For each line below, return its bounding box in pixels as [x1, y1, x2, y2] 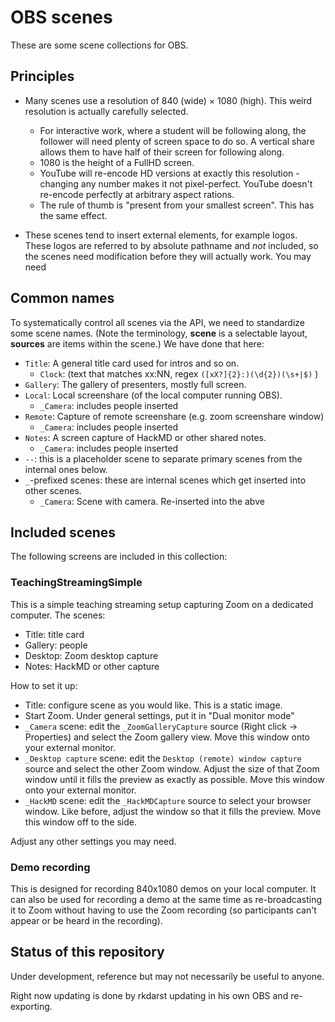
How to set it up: [10, 679, 78, 691]
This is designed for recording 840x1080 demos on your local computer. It [10, 882, 317, 895]
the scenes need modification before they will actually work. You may [24, 250, 312, 262]
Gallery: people [24, 639, 88, 651]
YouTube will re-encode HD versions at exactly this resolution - [39, 167, 300, 179]
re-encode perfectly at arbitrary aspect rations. [39, 188, 235, 200]
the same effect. [39, 209, 108, 221]
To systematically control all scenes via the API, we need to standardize [10, 316, 305, 328]
